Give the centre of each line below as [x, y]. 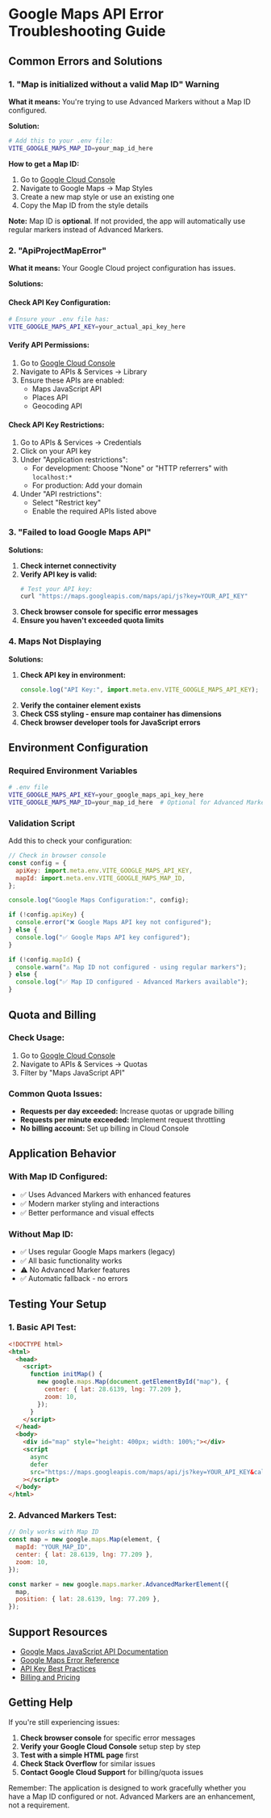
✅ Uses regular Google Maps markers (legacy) [98, 1252]
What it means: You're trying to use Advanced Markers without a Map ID [130, 101]
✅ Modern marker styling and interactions [90, 1203]
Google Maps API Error [86, 14]
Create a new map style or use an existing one [97, 197]
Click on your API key [55, 451]
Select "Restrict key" [67, 503]
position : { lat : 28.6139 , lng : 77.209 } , [88, 1599]
